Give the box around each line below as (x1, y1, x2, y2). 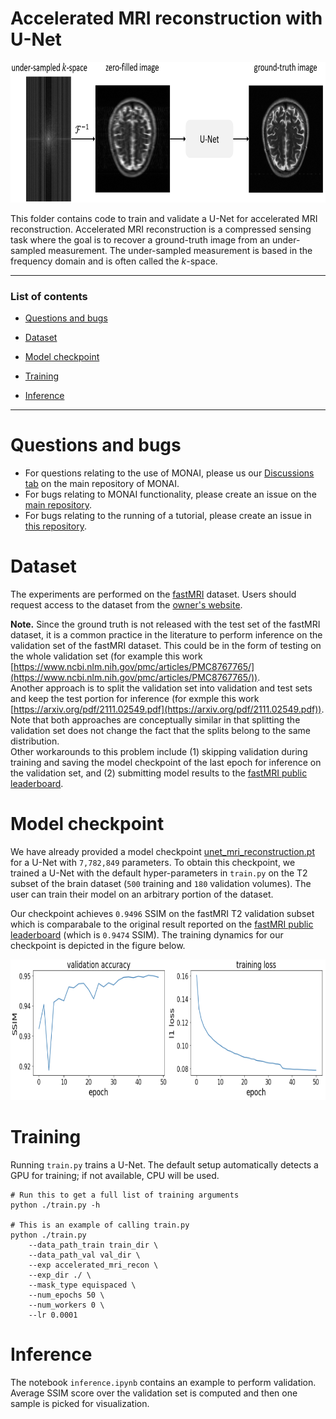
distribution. (10, 735, 60, 747)
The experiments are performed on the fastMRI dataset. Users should (10, 588, 297, 601)
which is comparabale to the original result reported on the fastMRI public (10, 918, 314, 931)
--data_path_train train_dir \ (28, 1240, 159, 1250)
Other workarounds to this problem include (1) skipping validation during (10, 746, 308, 758)
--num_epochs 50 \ (28, 1290, 105, 1300)
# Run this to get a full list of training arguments (10, 1190, 240, 1200)
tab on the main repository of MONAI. (24, 478, 180, 490)
